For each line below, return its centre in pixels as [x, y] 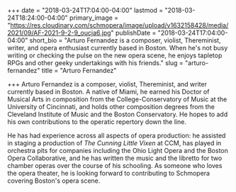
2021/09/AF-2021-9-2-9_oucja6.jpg [59, 33]
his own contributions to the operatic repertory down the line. [97, 122]
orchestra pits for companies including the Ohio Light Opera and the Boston [118, 151]
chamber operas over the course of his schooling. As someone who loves [115, 165]
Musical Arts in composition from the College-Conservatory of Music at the [117, 99]
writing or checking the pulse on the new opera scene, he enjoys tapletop [115, 55]
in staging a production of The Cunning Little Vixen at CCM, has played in [114, 143]
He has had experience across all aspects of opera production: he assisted [117, 135]
